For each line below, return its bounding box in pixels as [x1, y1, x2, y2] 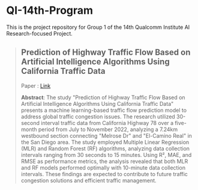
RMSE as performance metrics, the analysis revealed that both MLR [20, 158, 188, 165]
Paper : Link [20, 82, 51, 89]
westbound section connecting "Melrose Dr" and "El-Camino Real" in [20, 132, 192, 139]
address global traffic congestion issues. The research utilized [20, 112, 175, 120]
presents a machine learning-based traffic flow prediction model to [20, 106, 187, 114]
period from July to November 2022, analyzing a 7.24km [38, 126, 178, 133]
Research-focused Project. [6, 29, 73, 37]
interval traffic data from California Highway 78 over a [41, 119, 174, 126]
